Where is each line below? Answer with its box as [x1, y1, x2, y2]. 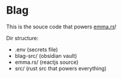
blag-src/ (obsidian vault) [14, 52, 77, 59]
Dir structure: [6, 34, 39, 41]
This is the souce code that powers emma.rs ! [6, 23, 117, 30]
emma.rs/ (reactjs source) [14, 58, 79, 66]
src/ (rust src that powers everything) [14, 64, 107, 71]
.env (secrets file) [14, 45, 58, 53]
